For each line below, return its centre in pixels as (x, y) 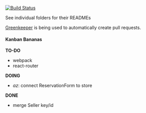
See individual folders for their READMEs (48, 18)
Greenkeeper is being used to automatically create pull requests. (73, 27)
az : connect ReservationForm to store (53, 86)
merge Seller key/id (33, 105)
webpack (22, 61)
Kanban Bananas (24, 39)
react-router (26, 66)
